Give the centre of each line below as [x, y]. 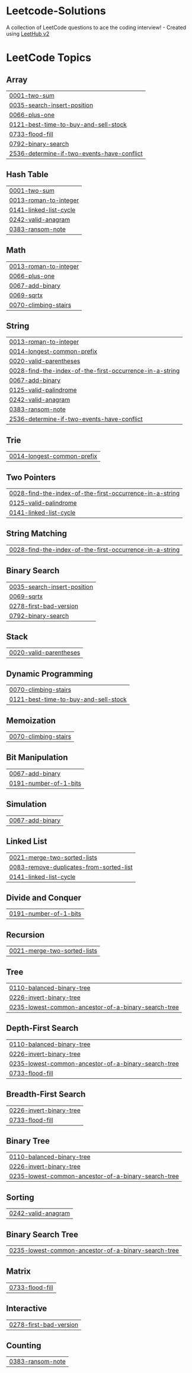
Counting [24, 1346]
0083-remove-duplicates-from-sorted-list [71, 867]
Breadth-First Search [46, 1094]
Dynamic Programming [49, 673]
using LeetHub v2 [28, 33]
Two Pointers [31, 477]
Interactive [27, 1309]
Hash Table [27, 174]
